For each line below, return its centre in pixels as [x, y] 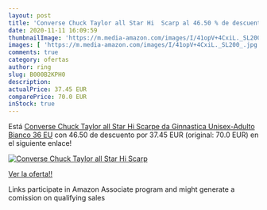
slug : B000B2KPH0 [37, 74]
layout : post [30, 15]
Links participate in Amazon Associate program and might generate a [122, 189]
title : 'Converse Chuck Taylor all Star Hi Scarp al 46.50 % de [118, 23]
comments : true [33, 52]
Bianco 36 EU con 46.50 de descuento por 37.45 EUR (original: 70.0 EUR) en [133, 135]
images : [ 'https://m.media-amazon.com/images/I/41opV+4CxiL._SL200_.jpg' [135, 45]
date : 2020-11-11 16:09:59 [53, 30]
